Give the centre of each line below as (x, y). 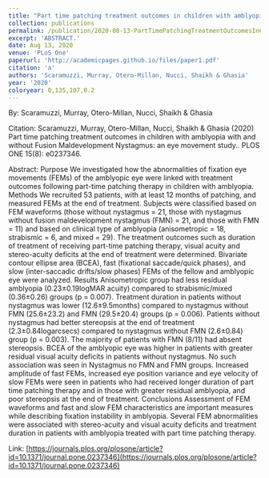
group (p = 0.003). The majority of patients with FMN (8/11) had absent (125, 339)
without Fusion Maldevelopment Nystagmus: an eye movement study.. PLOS (134, 146)
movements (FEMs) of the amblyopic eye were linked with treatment (121, 178)
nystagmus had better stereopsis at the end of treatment (101, 323)
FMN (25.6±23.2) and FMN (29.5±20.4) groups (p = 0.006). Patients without (134, 314)
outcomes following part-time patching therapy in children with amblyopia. (131, 187)
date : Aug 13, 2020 (41, 46)
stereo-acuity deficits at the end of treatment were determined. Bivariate (128, 255)
